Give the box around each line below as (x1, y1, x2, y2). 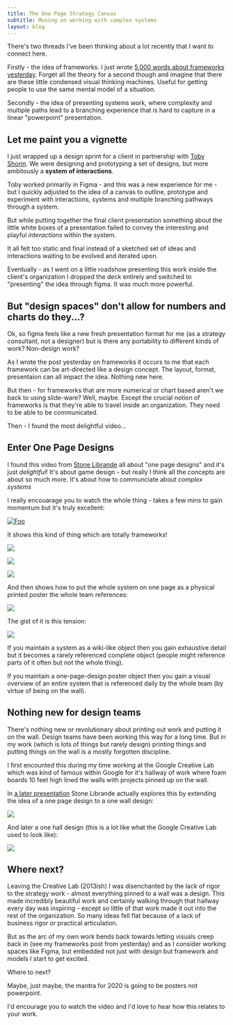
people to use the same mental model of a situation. (7, 85, 156, 94)
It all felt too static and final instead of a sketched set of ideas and (7, 244, 196, 253)
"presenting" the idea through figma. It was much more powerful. (7, 280, 195, 289)
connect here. (7, 49, 47, 58)
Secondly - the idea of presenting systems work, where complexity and (7, 99, 212, 107)
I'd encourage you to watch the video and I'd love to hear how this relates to (7, 1003, 225, 1011)
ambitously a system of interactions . (7, 167, 114, 175)
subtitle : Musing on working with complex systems (7, 17, 157, 24)
